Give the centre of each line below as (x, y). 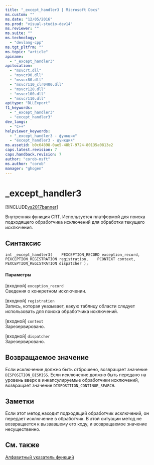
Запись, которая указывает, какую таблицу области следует (70, 306)
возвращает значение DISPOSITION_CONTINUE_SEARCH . (60, 385)
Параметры (18, 274)
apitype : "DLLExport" (28, 103)
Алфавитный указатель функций (40, 457)
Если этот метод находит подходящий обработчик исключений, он (77, 413)
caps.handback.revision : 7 (33, 154)
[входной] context (24, 321)
